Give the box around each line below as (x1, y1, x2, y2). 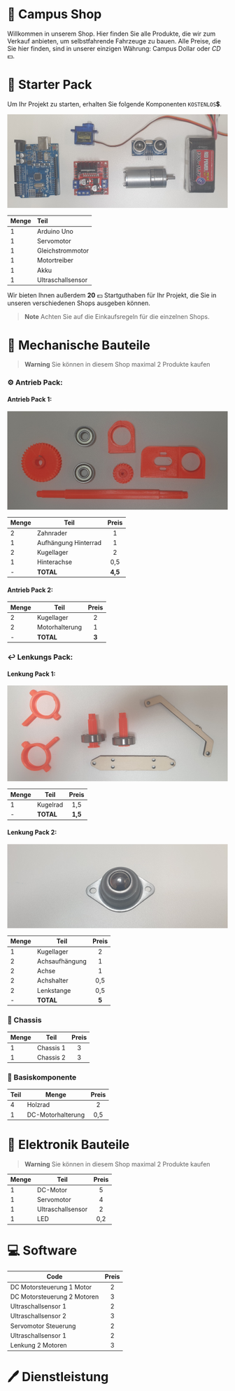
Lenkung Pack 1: (7, 670, 56, 678)
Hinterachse (37, 558, 72, 566)
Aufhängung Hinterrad (37, 538, 102, 546)
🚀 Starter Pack (7, 77, 92, 93)
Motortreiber (37, 256, 73, 264)
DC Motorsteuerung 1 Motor (10, 1283, 92, 1291)
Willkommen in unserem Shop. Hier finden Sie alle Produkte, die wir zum (7, 29, 215, 38)
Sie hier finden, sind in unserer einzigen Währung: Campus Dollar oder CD (7, 44, 222, 52)
